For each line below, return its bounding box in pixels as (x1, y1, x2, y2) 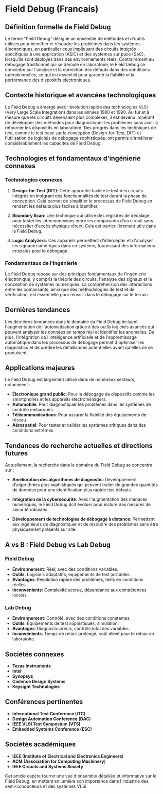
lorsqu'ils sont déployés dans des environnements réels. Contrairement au (5, 56, 154, 62)
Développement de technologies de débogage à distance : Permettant (12, 516, 155, 522)
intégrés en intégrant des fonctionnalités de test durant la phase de (12, 193, 147, 198)
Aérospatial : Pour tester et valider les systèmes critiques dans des (12, 422, 146, 428)
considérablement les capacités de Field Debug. (5, 140, 102, 146)
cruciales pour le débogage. (12, 248, 69, 253)
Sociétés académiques (5, 740, 76, 749)
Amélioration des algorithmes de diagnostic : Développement (12, 477, 137, 483)
